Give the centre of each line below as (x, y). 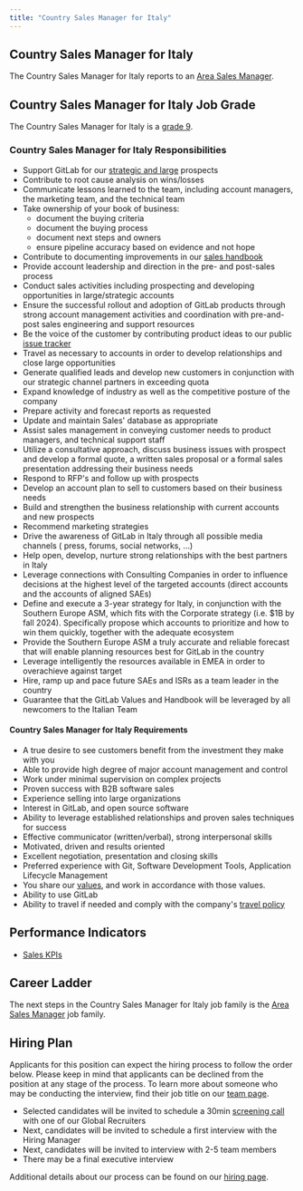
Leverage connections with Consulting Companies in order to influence (155, 574)
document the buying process (92, 228)
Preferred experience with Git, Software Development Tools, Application (156, 866)
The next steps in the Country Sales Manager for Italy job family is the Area (149, 1005)
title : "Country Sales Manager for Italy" (90, 18)
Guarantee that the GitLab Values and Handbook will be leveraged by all (156, 700)
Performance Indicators (78, 933)
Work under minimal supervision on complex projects (122, 779)
